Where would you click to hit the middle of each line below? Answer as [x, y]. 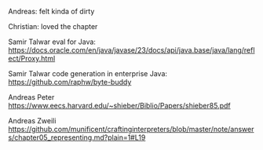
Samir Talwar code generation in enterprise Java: [88, 73]
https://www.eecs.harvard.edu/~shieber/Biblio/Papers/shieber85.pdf [119, 106]
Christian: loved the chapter [53, 26]
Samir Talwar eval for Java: [52, 42]
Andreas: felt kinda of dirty [51, 11]
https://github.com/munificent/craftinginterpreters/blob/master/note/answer [131, 129]
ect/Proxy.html [32, 59]
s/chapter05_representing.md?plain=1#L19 [77, 137]
